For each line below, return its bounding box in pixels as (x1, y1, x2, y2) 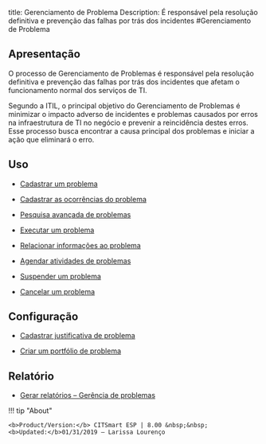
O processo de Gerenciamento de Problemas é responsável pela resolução (8, 68, 255, 78)
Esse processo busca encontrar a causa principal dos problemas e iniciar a (8, 126, 255, 135)
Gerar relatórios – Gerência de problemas (19, 391, 156, 400)
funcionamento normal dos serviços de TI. (8, 85, 147, 95)
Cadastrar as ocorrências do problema (19, 194, 147, 204)
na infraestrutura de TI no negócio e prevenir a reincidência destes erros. (8, 118, 248, 127)
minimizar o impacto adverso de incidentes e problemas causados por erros (8, 109, 259, 119)
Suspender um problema (19, 271, 102, 281)
